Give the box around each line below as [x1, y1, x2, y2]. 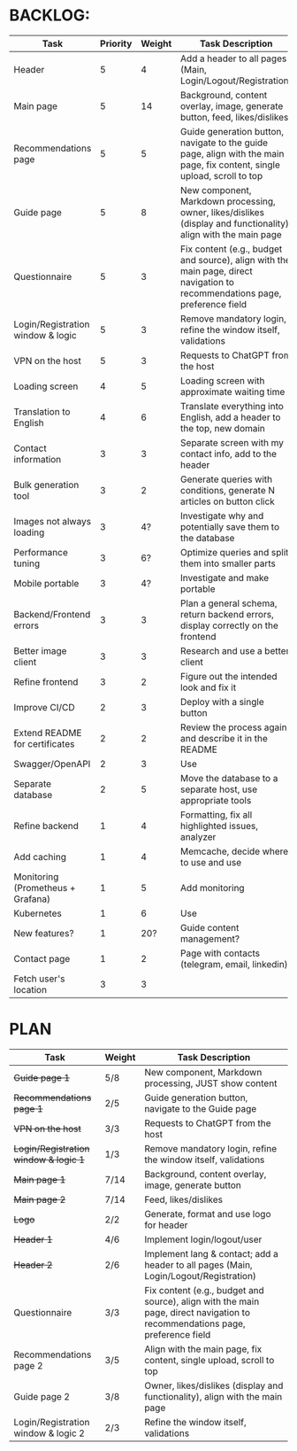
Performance [13, 546, 68, 558]
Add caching [13, 850, 66, 863]
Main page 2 [13, 1193, 66, 1206]
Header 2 [13, 1259, 53, 1271]
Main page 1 [13, 1173, 66, 1185]
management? [179, 932, 240, 944]
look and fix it [179, 681, 237, 694]
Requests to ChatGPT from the [144, 1117, 271, 1129]
